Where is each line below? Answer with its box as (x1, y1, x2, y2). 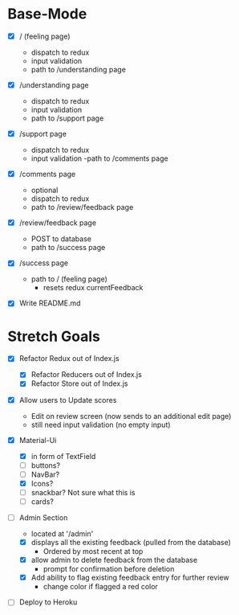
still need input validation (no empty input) (30, 420, 171, 429)
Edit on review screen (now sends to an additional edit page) (30, 411, 232, 420)
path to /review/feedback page (30, 203, 134, 212)
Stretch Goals (7, 327, 101, 346)
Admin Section (18, 513, 68, 523)
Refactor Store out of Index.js (30, 379, 128, 388)
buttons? (30, 460, 61, 470)
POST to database (30, 234, 91, 244)
